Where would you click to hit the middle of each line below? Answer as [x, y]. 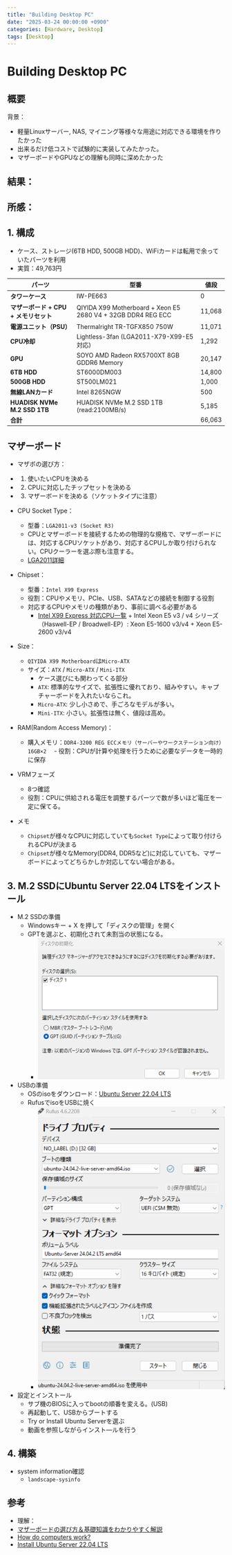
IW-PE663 [92, 296]
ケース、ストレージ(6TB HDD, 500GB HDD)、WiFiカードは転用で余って [118, 251]
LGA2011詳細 [46, 560]
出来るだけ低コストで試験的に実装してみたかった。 [90, 149]
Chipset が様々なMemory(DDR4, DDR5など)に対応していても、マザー [125, 853]
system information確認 [51, 1471]
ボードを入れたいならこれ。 [96, 695]
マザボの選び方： [41, 464]
